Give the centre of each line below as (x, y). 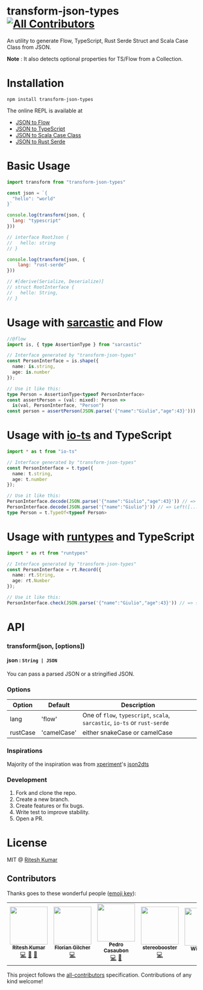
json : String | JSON (32, 661)
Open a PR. (30, 818)
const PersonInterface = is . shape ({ (53, 361)
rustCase (23, 733)
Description (138, 705)
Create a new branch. (42, 799)
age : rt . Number (31, 581)
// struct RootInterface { (41, 287)
